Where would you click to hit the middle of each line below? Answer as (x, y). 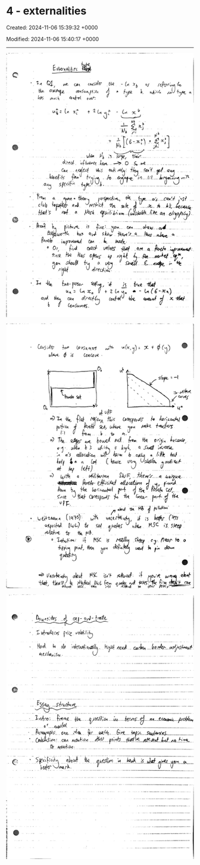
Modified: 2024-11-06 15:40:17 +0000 (53, 39)
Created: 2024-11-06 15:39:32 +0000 (52, 27)
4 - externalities (46, 11)
